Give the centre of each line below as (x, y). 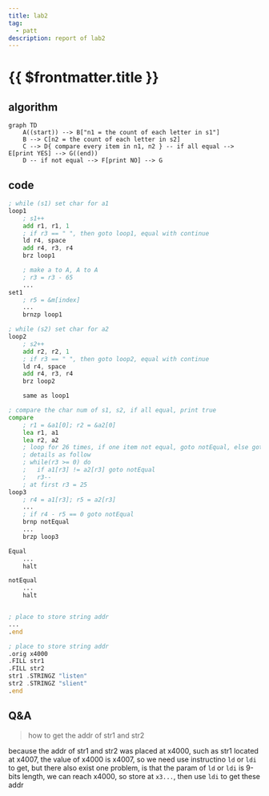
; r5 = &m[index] (52, 300)
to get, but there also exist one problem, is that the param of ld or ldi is (126, 768)
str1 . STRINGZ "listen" (48, 676)
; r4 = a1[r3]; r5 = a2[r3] (69, 500)
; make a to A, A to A (60, 270)
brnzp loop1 (42, 315)
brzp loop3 (41, 537)
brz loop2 (39, 381)
